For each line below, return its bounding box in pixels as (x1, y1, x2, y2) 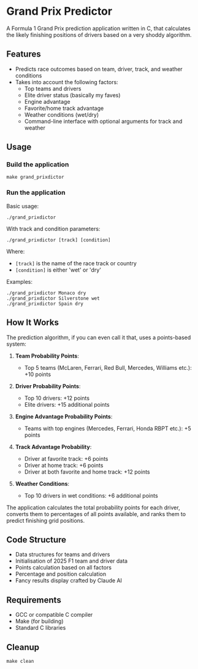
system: (6, 340, 26, 348)
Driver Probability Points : (15, 382, 81, 389)
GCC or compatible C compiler (15, 611, 93, 619)
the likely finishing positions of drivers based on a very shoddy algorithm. (6, 31, 192, 38)
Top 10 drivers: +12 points (24, 394, 90, 402)
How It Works (6, 318, 59, 328)
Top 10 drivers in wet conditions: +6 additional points (24, 491, 158, 499)
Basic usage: (6, 202, 39, 209)
